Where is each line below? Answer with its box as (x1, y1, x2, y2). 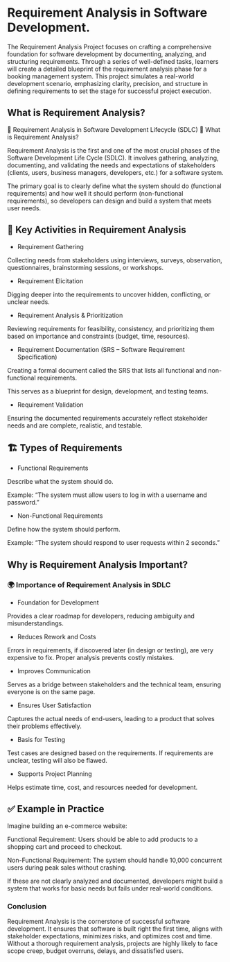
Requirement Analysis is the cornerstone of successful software (7, 918, 191, 926)
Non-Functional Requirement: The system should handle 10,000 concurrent (7, 856, 222, 864)
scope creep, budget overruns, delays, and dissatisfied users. (7, 947, 184, 955)
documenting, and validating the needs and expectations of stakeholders (7, 161, 216, 169)
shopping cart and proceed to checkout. (7, 842, 123, 851)
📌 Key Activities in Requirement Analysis (7, 224, 187, 236)
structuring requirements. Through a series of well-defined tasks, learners (7, 57, 220, 65)
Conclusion (7, 901, 47, 911)
